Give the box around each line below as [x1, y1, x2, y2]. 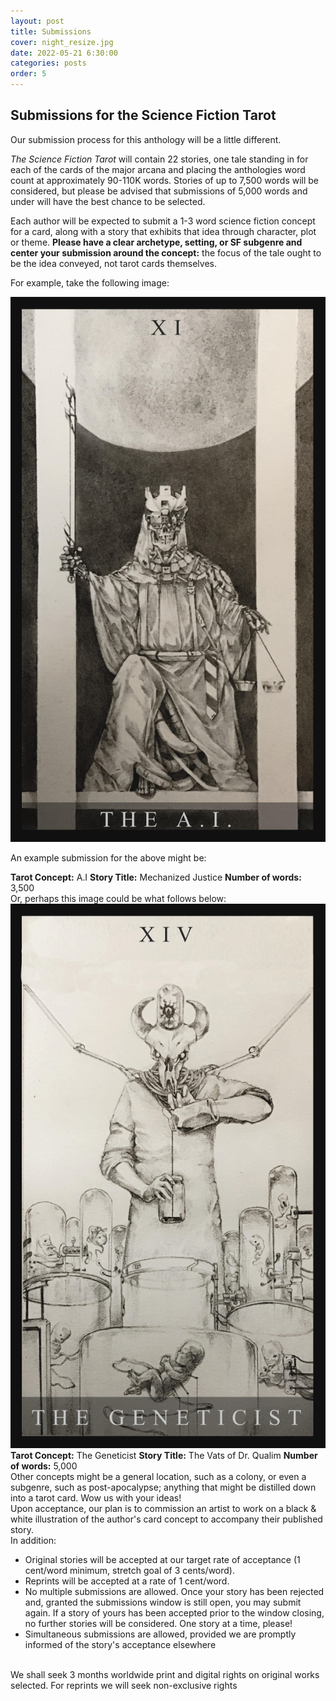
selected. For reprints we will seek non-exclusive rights [10, 1680, 238, 1692]
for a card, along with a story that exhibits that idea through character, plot [10, 225, 317, 237]
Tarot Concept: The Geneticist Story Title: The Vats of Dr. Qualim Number [10, 1450, 318, 1462]
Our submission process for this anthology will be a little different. [10, 133, 282, 145]
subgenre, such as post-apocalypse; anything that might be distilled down [10, 1481, 317, 1494]
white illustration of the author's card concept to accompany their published [10, 1513, 323, 1525]
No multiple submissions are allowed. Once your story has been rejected [24, 1586, 325, 1598]
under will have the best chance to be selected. [10, 195, 206, 207]
